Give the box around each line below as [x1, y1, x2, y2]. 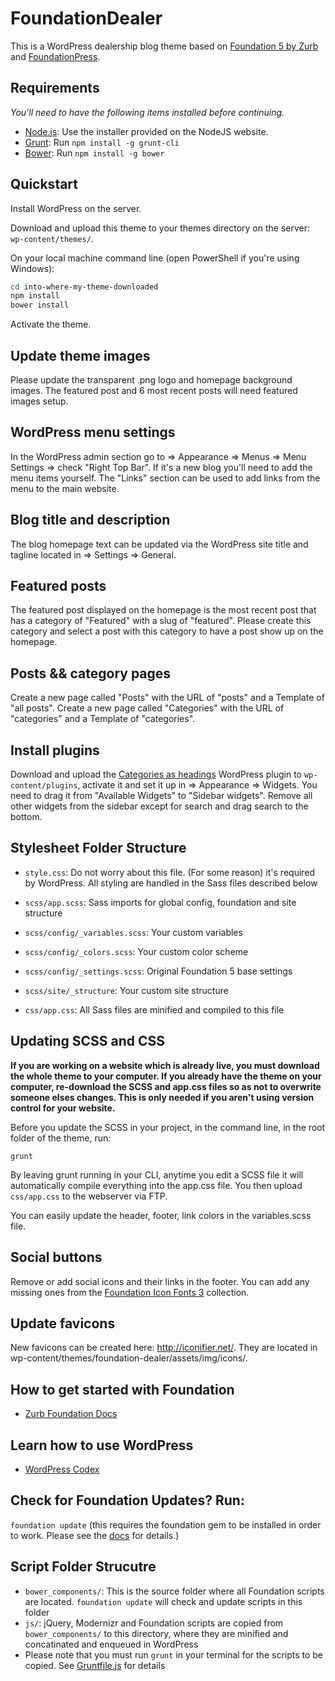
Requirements [10, 80, 100, 97]
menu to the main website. [10, 482, 120, 494]
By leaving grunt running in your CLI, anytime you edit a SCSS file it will [10, 1168, 304, 1181]
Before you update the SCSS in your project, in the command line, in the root [10, 1121, 326, 1133]
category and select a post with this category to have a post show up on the [10, 625, 324, 637]
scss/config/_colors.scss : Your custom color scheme [24, 945, 249, 957]
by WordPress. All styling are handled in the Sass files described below [24, 877, 318, 889]
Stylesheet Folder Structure [10, 840, 187, 857]
